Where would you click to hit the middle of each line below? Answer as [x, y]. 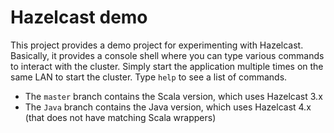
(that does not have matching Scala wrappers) [120, 117]
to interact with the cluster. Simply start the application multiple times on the [167, 66]
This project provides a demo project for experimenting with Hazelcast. [157, 45]
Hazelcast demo [79, 17]
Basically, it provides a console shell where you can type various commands [167, 55]
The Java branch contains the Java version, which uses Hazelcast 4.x [168, 107]
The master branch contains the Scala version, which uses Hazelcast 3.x [173, 96]
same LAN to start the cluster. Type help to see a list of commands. [149, 77]
